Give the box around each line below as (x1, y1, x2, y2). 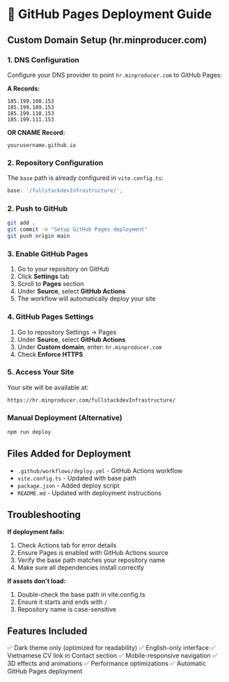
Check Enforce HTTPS (17, 350, 84, 358)
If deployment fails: (7, 527, 65, 536)
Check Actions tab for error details (17, 540, 117, 550)
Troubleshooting (7, 509, 81, 521)
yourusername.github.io (7, 142, 77, 149)
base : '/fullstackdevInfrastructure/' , (7, 188, 123, 195)
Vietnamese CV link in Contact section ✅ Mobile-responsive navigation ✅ (7, 651, 218, 660)
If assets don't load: (7, 577, 66, 585)
